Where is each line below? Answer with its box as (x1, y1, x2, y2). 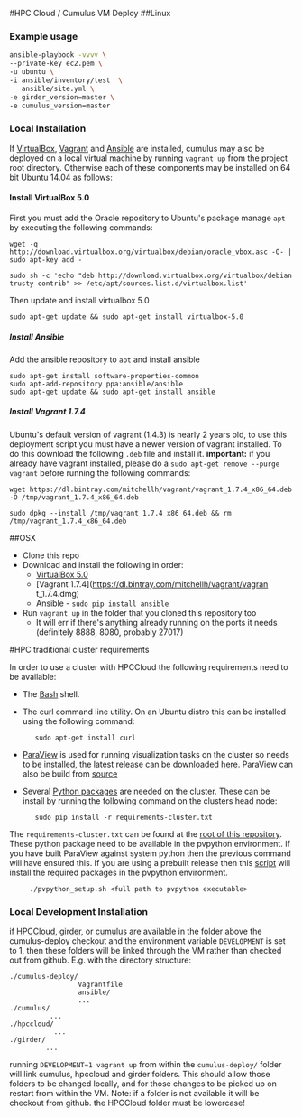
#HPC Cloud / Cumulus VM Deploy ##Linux (9, 8, 171, 18)
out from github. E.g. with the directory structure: (9, 954, 192, 965)
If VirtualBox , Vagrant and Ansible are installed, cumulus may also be (9, 143, 265, 154)
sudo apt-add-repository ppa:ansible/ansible (9, 379, 183, 388)
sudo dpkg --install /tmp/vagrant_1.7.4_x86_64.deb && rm (9, 508, 232, 517)
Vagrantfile (78, 980, 124, 990)
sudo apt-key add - (9, 255, 83, 265)
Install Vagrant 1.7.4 (9, 406, 86, 417)
